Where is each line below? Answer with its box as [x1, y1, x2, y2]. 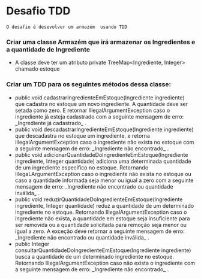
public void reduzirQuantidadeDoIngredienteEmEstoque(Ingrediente [14, 196, 183, 203]
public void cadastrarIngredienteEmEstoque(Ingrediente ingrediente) [14, 94, 185, 101]
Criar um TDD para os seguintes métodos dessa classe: [6, 80, 171, 89]
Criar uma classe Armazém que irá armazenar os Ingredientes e [6, 38, 196, 46]
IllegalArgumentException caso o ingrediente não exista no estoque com [14, 138, 194, 145]
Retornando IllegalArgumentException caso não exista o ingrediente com [14, 259, 196, 266]
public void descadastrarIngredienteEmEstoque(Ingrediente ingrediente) [14, 126, 194, 133]
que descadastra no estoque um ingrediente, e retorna [14, 132, 150, 139]
